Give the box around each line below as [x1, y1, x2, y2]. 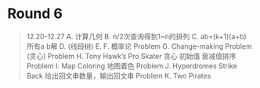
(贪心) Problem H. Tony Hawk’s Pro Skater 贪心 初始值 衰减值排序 [26, 51, 237, 60]
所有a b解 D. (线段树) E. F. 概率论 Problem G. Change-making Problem [26, 41, 252, 51]
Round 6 [7, 5, 63, 23]
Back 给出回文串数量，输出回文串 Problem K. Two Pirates [26, 71, 211, 80]
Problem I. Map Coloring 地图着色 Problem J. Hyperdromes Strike [26, 60, 238, 71]
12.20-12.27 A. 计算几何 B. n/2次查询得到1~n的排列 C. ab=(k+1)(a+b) [26, 31, 247, 41]
